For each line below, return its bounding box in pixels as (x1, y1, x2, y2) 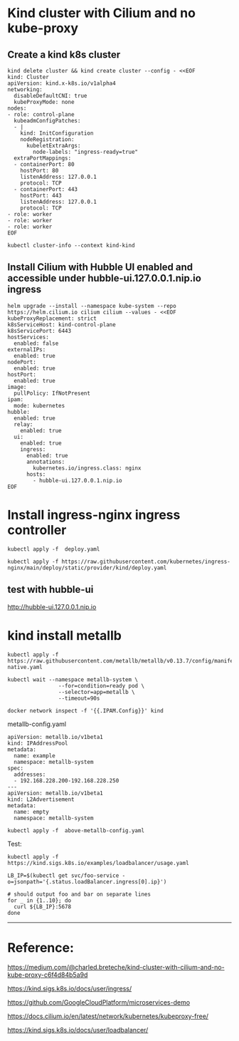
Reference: (7, 939, 75, 955)
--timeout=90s (58, 695, 100, 702)
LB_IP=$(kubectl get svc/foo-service (7, 871, 119, 879)
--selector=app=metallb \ (58, 688, 135, 695)
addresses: (14, 771, 46, 778)
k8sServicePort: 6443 (7, 327, 72, 334)
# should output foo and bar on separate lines (7, 891, 152, 898)
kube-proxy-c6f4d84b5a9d (7, 970, 88, 979)
